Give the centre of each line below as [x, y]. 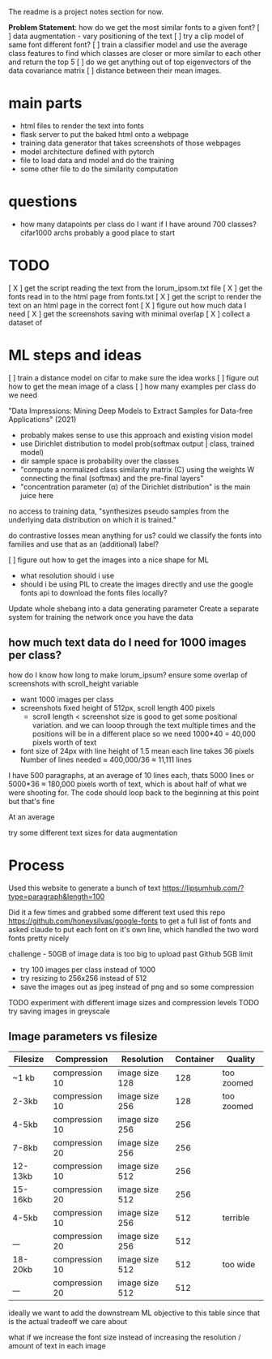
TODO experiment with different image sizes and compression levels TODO [134, 1002]
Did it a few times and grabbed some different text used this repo [117, 912]
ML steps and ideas [75, 355]
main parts [45, 103]
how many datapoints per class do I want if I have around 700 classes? [138, 224]
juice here [37, 495]
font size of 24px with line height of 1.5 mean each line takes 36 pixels [137, 750]
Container [195, 1060]
